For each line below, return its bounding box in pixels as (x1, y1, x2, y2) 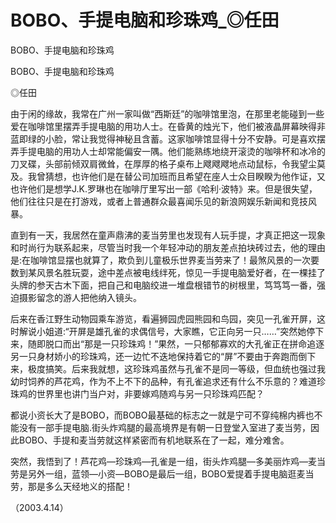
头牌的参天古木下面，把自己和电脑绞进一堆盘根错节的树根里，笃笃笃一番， (10, 279, 317, 291)
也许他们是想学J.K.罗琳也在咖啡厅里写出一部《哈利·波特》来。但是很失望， (10, 182, 318, 195)
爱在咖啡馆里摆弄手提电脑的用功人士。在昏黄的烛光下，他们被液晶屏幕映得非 (10, 120, 326, 132)
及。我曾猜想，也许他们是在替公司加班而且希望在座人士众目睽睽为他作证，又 (10, 170, 326, 182)
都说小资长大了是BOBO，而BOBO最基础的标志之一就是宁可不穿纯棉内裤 (10, 409, 306, 421)
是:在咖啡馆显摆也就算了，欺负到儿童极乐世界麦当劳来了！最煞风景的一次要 (10, 254, 320, 266)
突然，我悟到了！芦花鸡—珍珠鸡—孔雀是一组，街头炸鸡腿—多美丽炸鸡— (10, 455, 308, 467)
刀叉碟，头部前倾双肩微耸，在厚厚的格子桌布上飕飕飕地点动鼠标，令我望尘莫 (10, 157, 326, 170)
